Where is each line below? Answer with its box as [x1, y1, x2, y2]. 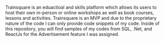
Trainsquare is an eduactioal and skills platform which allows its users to [5, 5, 157, 10]
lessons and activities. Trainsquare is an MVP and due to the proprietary [5, 15, 157, 21]
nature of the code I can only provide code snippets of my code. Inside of [5, 20, 159, 26]
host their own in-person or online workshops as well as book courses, [5, 10, 154, 16]
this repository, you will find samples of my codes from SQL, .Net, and [5, 26, 152, 32]
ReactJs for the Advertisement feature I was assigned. [5, 31, 120, 37]
